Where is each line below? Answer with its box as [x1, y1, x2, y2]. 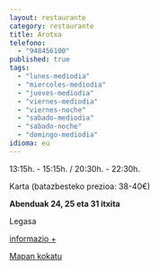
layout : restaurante [9, 13, 87, 22]
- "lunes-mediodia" [17, 72, 91, 81]
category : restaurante [9, 22, 94, 31]
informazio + [9, 233, 57, 244]
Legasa [9, 215, 37, 226]
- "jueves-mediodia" [17, 88, 94, 97]
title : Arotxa [9, 30, 63, 39]
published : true [9, 55, 70, 64]
